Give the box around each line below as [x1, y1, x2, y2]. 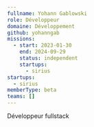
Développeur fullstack [7, 112, 70, 120]
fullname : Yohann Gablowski [7, 10, 88, 17]
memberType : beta [7, 86, 57, 93]
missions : [7, 36, 36, 43]
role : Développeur [7, 16, 60, 23]
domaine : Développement [7, 23, 75, 30]
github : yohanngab [7, 29, 60, 36]
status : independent [19, 55, 78, 62]
